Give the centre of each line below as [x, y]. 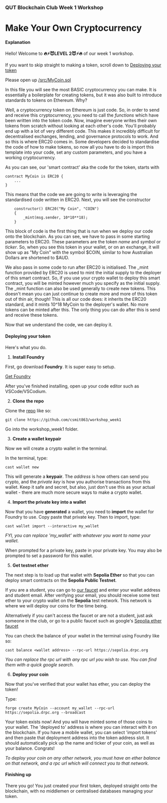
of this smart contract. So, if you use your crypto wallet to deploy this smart [83, 278]
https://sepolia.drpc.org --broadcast [45, 712]
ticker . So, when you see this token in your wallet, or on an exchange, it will [82, 247]
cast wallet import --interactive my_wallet [52, 526]
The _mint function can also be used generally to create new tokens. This [81, 289]
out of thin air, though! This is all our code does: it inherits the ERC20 [76, 299]
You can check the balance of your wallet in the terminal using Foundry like [82, 635]
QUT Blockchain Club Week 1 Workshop [54, 7]
